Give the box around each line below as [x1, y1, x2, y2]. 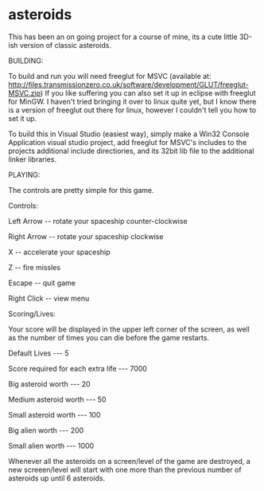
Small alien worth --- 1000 [8, 441, 95, 450]
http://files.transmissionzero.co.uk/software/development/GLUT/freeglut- [8, 80, 249, 89]
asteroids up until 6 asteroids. [8, 473, 106, 483]
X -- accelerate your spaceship [8, 247, 111, 257]
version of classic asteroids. [19, 40, 111, 49]
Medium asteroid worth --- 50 [8, 395, 107, 404]
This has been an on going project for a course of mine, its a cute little [8, 32, 238, 41]
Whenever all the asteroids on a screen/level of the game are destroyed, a [8, 456, 250, 465]
